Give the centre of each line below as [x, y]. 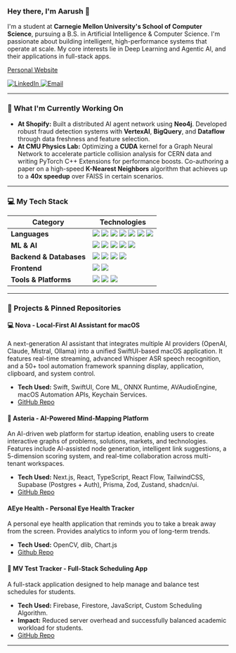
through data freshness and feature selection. [84, 138]
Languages [30, 233]
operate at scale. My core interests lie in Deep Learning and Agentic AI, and [117, 49]
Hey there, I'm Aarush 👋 [48, 11]
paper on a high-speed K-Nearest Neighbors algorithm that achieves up [123, 169]
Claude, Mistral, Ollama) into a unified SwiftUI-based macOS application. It [115, 351]
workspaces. [46, 464]
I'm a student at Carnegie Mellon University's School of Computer [105, 27]
